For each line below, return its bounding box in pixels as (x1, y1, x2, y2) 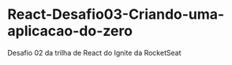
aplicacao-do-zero (7, 22, 133, 40)
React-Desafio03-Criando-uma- (7, 5, 225, 23)
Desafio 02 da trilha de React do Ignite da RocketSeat (7, 48, 181, 57)
